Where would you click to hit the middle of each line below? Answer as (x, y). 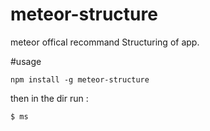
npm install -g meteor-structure (80, 79)
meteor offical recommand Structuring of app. (105, 42)
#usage (26, 61)
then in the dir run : (49, 98)
